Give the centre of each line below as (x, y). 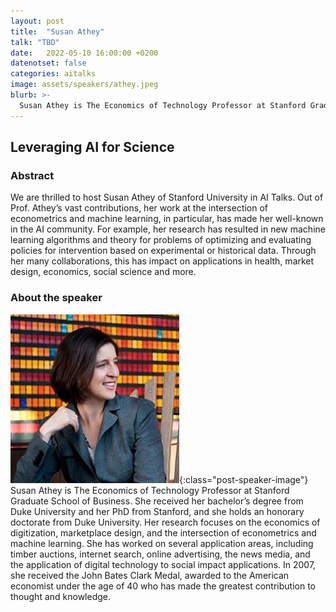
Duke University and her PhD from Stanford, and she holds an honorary (157, 511)
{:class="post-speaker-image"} (244, 479)
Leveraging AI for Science (92, 147)
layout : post (37, 21)
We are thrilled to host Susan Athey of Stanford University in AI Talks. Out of (167, 197)
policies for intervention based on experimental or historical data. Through (163, 251)
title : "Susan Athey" (57, 31)
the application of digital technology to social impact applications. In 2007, (163, 564)
